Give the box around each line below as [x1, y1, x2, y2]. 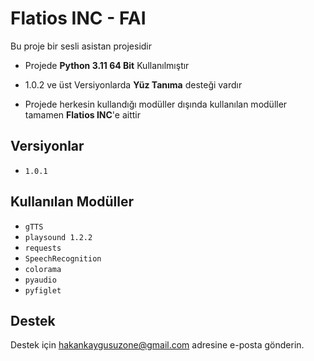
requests [24, 243, 62, 253]
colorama [24, 264, 62, 274]
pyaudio [24, 275, 57, 285]
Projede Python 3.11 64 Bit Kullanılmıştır [24, 59, 190, 71]
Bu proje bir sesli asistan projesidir [10, 40, 153, 52]
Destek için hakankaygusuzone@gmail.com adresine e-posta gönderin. [10, 339, 305, 351]
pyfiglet [24, 285, 62, 296]
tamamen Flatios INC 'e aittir [24, 108, 142, 121]
